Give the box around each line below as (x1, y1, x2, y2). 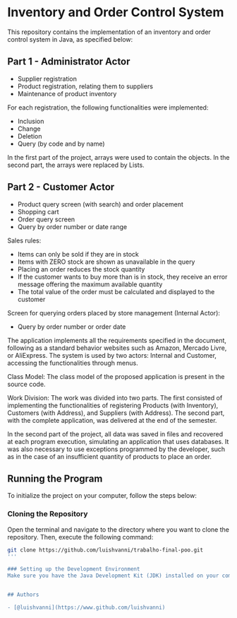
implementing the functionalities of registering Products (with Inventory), (7, 401, 219, 409)
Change (17, 124, 41, 133)
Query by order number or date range (17, 222, 128, 231)
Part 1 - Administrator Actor (7, 56, 130, 68)
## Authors (7, 591, 39, 598)
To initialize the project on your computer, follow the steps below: (7, 491, 197, 500)
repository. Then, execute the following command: (7, 532, 154, 541)
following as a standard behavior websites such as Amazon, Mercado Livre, (7, 344, 227, 352)
